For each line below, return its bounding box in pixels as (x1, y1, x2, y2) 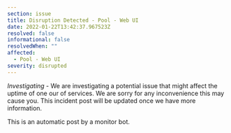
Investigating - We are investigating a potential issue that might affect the (7, 81, 218, 90)
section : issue (7, 10, 52, 17)
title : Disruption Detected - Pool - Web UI (7, 17, 139, 24)
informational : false (7, 36, 70, 43)
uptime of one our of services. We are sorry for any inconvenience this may (7, 89, 225, 97)
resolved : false (7, 29, 54, 37)
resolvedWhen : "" (7, 43, 58, 50)
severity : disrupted (7, 62, 68, 69)
